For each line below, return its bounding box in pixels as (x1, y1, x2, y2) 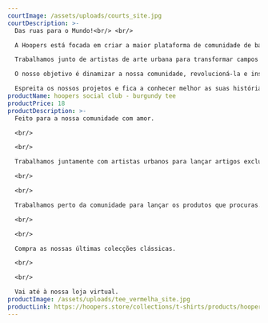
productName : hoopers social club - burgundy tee (7, 92, 177, 100)
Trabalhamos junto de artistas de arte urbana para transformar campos (14, 55, 259, 64)
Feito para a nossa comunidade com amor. (14, 114, 155, 123)
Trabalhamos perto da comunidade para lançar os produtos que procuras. (14, 201, 262, 209)
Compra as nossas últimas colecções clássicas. (14, 244, 177, 252)
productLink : (7, 302, 51, 311)
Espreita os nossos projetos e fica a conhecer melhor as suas (14, 85, 230, 93)
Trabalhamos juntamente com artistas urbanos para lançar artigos (14, 158, 241, 166)
